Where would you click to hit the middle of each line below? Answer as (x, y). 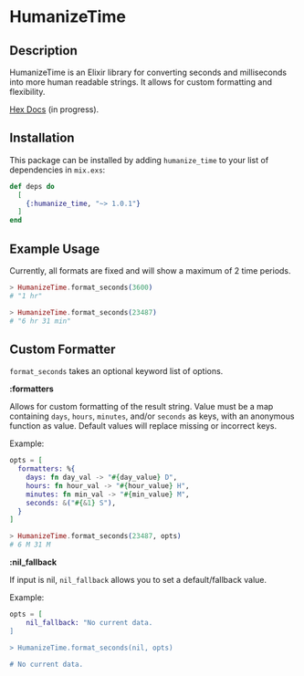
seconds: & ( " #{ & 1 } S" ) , (71, 503)
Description (43, 51)
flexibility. (27, 92)
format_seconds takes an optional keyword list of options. (116, 371)
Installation (42, 138)
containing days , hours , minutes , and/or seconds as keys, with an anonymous (152, 416)
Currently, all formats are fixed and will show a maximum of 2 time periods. (150, 270)
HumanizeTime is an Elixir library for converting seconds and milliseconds (148, 72)
